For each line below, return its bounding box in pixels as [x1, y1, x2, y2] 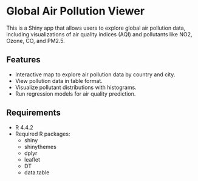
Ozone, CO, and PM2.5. [6, 37, 65, 44]
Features [6, 54, 41, 65]
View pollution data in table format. [15, 77, 103, 84]
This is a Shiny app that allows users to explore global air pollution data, [6, 24, 186, 31]
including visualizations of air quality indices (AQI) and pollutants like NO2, [6, 30, 193, 38]
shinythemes [24, 143, 56, 150]
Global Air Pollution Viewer [6, 4, 145, 18]
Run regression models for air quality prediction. [15, 90, 136, 97]
